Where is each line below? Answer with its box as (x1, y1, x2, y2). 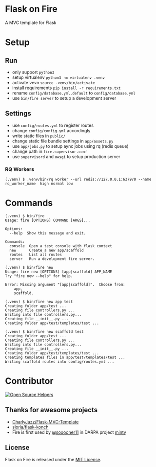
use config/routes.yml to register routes (12, 122, 94, 128)
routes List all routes (9, 252, 62, 257)
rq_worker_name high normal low (5, 181, 73, 187)
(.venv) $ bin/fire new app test (5, 299, 73, 304)
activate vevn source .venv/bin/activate (12, 79, 95, 85)
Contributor (5, 375, 54, 387)
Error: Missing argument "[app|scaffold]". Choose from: (5, 282, 125, 287)
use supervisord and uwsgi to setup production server (12, 153, 120, 160)
